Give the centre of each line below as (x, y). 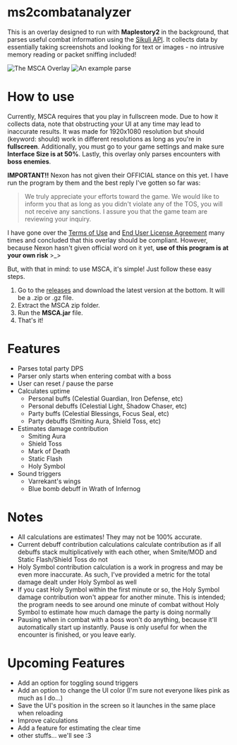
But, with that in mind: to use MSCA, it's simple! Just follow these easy (109, 269)
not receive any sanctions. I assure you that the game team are (116, 211)
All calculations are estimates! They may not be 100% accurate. (110, 537)
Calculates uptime (44, 391)
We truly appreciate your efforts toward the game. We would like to (122, 196)
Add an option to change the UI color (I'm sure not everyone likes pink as (123, 690)
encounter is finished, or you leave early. (77, 635)
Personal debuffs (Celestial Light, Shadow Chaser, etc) (107, 406)
